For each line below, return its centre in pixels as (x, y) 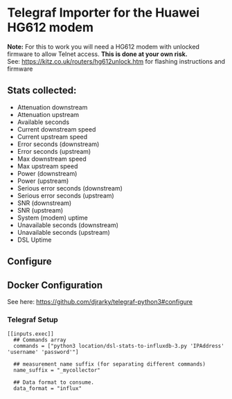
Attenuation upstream (48, 114)
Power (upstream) (43, 181)
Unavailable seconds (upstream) (64, 232)
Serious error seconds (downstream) (70, 188)
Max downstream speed (52, 159)
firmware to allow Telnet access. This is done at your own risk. (98, 54)
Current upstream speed (52, 136)
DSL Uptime (34, 240)
